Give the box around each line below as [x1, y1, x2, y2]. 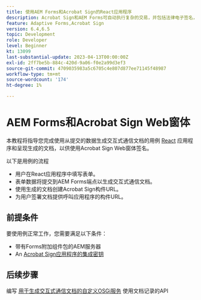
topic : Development [6, 32, 56, 38]
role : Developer [6, 37, 47, 43]
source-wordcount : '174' [6, 77, 69, 83]
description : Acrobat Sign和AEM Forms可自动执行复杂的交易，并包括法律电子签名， [6, 15, 198, 21]
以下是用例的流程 [6, 157, 49, 165]
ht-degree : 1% [6, 83, 42, 89]
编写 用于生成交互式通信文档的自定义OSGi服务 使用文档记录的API [6, 287, 168, 295]
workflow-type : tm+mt [6, 71, 61, 77]
